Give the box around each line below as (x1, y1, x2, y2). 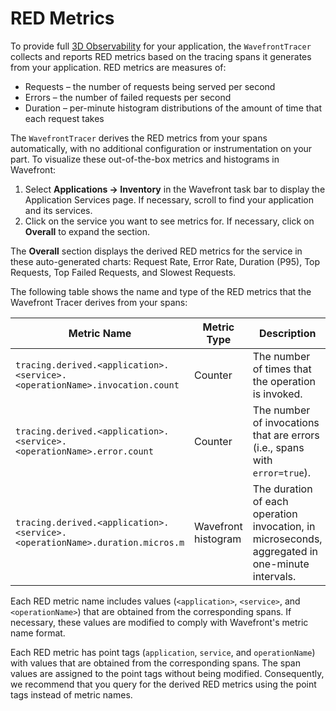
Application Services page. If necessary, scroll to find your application (24, 193, 315, 206)
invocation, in (252, 519, 316, 533)
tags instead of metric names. (10, 688, 133, 701)
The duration (252, 482, 313, 496)
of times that (252, 362, 312, 376)
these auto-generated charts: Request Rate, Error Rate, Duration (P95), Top (10, 255, 321, 267)
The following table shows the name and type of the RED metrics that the (10, 285, 312, 297)
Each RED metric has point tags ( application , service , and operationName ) (10, 646, 316, 658)
